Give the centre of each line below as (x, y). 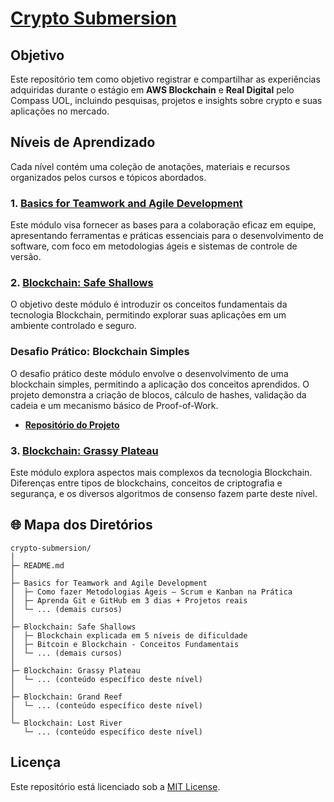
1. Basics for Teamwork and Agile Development (126, 203)
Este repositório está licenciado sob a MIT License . (115, 786)
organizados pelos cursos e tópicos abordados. (108, 177)
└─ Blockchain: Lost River (66, 723)
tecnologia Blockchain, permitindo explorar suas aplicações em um (148, 315)
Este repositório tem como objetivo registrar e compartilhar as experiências (165, 79)
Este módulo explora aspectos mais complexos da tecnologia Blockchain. (161, 472)
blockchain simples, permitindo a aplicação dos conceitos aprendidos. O (160, 384)
